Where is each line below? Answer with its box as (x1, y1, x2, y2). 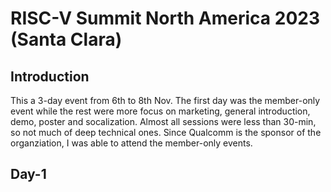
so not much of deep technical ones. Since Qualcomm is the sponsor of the (10, 127, 322, 138)
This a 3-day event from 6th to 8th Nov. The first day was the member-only (10, 95, 321, 106)
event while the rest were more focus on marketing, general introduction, (10, 105, 311, 117)
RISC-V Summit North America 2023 (10, 7, 320, 30)
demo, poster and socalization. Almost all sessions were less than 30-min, (10, 116, 317, 127)
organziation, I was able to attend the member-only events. (10, 137, 253, 149)
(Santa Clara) (10, 28, 123, 51)
